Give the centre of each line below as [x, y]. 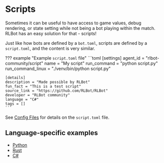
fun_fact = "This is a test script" [43, 86]
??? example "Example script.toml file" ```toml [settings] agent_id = [75, 58]
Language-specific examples [52, 133]
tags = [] [15, 104]
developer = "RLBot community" [38, 95]
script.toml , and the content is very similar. [50, 48]
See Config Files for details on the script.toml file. [57, 117]
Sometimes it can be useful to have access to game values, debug [73, 23]
